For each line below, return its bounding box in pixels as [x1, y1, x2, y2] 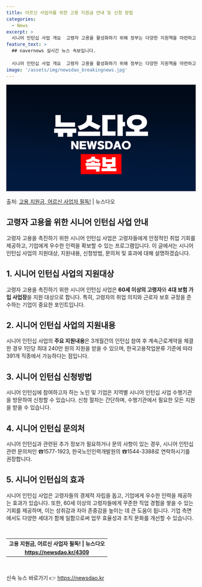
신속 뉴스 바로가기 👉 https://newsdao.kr [6, 574, 105, 582]
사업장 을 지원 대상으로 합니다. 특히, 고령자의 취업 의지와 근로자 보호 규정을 [12, 293, 185, 300]
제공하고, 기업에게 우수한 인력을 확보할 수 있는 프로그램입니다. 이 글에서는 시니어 [6, 241, 194, 249]
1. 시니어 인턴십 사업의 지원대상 [6, 269, 114, 279]
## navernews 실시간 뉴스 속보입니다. [11, 48, 96, 54]
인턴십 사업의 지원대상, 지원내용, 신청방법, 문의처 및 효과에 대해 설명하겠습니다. [6, 249, 191, 256]
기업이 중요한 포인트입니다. [22, 301, 85, 308]
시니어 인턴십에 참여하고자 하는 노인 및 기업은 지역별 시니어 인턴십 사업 [6, 389, 171, 396]
